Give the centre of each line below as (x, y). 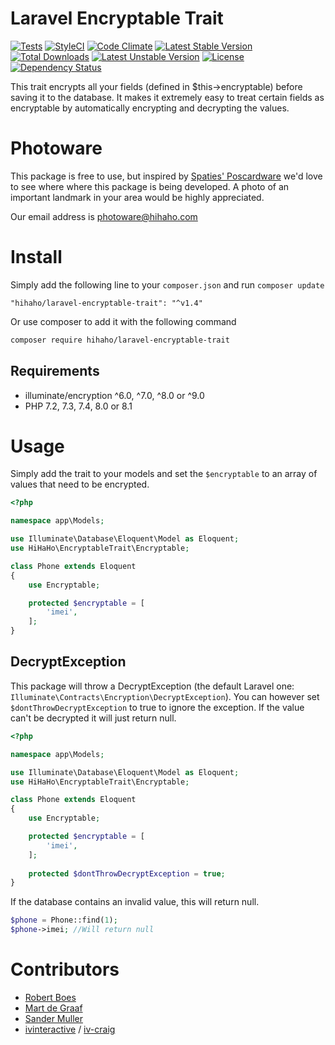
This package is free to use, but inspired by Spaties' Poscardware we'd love (166, 176)
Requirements (55, 371)
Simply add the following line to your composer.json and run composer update (167, 284)
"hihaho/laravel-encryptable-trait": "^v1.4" (106, 303)
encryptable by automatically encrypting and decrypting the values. (150, 108)
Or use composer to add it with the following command (123, 321)
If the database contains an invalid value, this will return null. (135, 902)
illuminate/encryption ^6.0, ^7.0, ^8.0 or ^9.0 (114, 395)
